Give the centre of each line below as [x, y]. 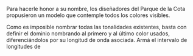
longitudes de [23, 46]
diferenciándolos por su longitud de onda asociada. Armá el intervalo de [97, 40]
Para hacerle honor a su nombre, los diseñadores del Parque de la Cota [96, 9]
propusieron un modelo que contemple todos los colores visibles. [88, 15]
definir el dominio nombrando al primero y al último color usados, [88, 33]
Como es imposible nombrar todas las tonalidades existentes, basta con [96, 27]
